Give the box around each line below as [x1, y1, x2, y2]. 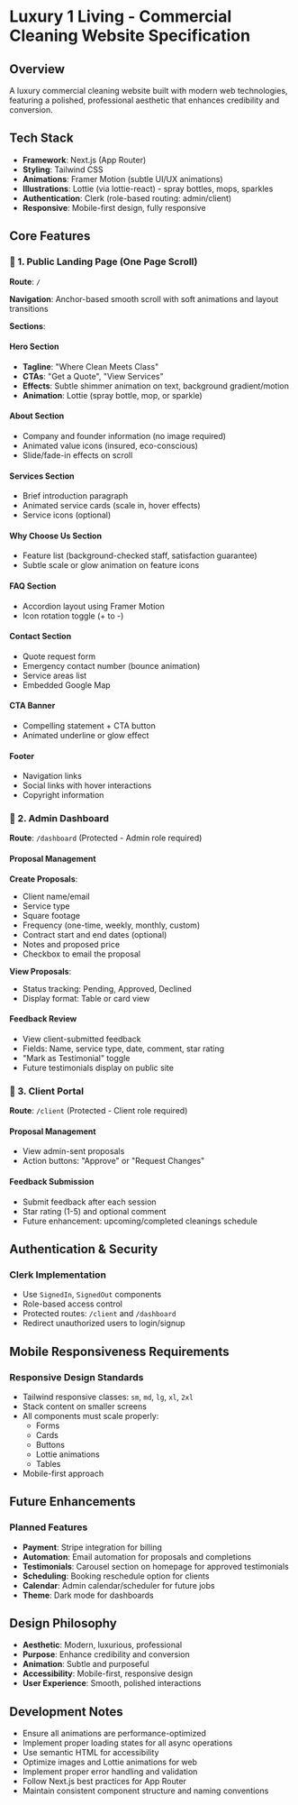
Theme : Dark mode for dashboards [22, 1590, 155, 1600]
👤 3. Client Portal [9, 1085, 84, 1097]
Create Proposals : [9, 873, 78, 884]
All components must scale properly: [22, 1410, 159, 1421]
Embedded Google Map [22, 679, 111, 691]
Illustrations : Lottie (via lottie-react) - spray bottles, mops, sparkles [22, 183, 274, 194]
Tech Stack [9, 131, 74, 146]
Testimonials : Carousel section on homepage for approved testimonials [22, 1561, 290, 1571]
